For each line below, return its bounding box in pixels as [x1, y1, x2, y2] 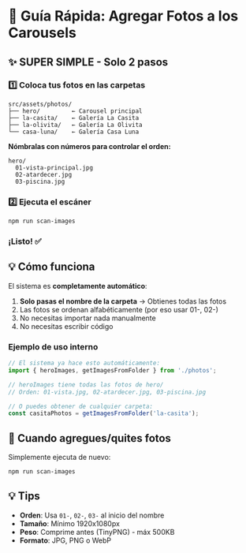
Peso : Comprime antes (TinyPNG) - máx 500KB [19, 527, 175, 536]
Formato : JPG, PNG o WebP [19, 536, 112, 545]
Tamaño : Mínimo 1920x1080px [19, 518, 121, 528]
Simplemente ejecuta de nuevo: [8, 453, 111, 462]
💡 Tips [8, 489, 41, 503]
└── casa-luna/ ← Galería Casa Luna [8, 128, 140, 136]
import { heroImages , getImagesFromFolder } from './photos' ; [8, 366, 217, 374]
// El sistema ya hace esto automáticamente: [8, 359, 160, 368]
